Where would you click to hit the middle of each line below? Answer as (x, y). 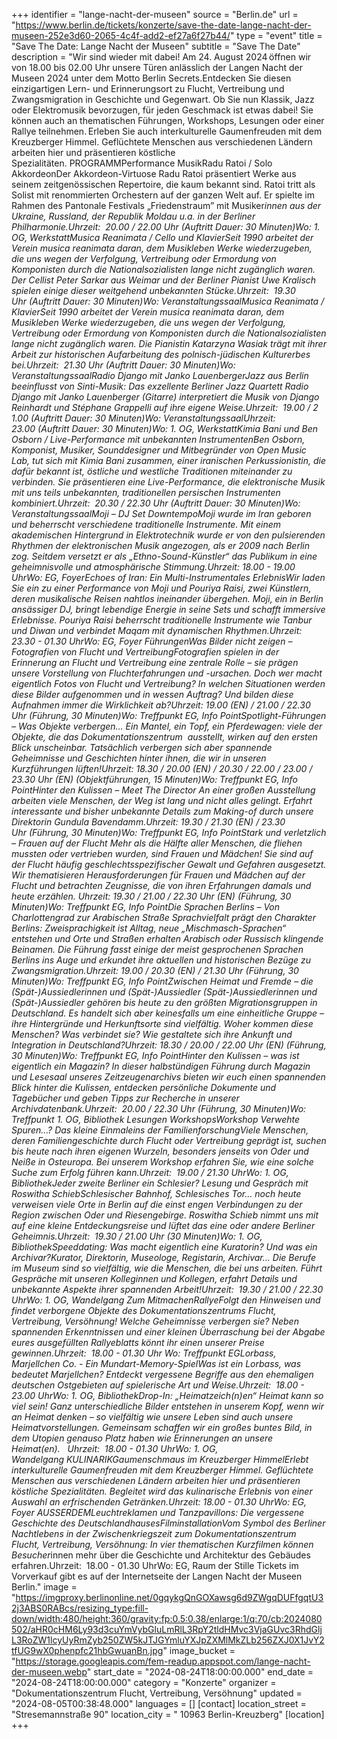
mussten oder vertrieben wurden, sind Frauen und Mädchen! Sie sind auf (162, 853)
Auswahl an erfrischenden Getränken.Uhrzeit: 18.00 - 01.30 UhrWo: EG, (159, 1502)
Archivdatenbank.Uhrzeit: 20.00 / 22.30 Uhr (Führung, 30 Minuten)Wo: (159, 1108)
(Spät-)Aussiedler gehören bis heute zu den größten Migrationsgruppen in (164, 1002)
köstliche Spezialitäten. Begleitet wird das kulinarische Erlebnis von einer (162, 1491)
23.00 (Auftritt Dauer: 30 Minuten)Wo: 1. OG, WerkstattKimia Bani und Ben (164, 428)
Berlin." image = (44, 1587)
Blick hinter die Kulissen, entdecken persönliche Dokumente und (144, 1087)
